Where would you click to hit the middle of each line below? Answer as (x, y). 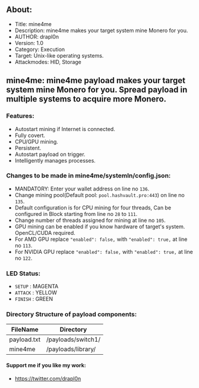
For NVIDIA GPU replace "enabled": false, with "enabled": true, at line (104, 252)
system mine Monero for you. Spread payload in (97, 90)
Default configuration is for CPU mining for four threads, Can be (93, 208)
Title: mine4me (33, 24)
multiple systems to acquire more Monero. (86, 99)
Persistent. (28, 148)
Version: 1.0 (29, 43)
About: (19, 10)
